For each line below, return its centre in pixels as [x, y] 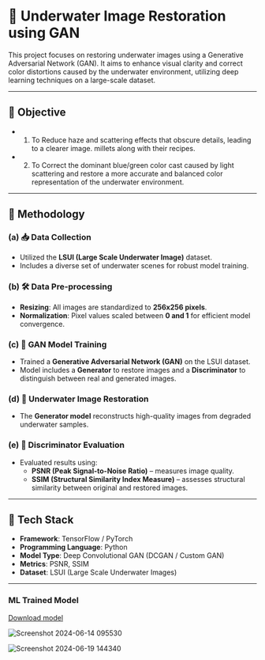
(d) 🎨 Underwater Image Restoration [78, 399]
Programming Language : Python [73, 547]
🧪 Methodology [47, 214]
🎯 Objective [37, 113]
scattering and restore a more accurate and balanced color [127, 173]
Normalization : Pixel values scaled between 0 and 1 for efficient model [135, 315]
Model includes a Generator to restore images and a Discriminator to [132, 370]
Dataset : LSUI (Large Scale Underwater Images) [98, 572]
